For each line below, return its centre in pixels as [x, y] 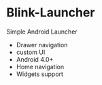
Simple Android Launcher [42, 32]
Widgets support [40, 74]
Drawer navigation [42, 45]
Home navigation [40, 66]
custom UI [31, 52]
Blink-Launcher [51, 13]
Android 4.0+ [35, 59]
